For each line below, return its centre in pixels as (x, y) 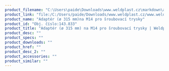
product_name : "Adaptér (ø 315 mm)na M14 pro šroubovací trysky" (75, 19)
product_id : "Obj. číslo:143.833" (41, 24)
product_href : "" (23, 47)
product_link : (20, 14)
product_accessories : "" (31, 56)
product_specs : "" (24, 38)
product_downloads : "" (29, 42)
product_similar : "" (26, 61)
